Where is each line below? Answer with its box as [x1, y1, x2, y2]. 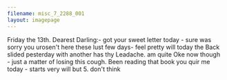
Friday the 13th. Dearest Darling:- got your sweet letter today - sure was [7, 35, 212, 43]
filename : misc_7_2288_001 [7, 10, 85, 17]
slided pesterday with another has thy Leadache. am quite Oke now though [7, 50, 221, 59]
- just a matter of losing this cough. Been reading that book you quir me [7, 57, 210, 66]
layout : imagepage [7, 17, 60, 23]
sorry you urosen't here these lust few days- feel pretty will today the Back [7, 43, 220, 51]
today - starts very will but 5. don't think [7, 65, 121, 73]
